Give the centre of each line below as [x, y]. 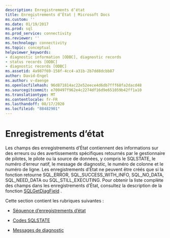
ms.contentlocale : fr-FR [31, 99]
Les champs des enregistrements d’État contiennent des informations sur [82, 148]
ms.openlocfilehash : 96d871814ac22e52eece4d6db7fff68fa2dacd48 [74, 85]
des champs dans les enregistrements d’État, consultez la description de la [84, 185]
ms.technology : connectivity [36, 43]
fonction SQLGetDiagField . [34, 191]
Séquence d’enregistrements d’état [49, 210]
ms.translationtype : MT [30, 95]
